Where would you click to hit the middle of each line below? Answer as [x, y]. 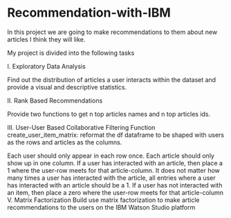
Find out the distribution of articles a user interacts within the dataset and [112, 79]
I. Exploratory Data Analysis [47, 66]
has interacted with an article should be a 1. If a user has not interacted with [115, 185]
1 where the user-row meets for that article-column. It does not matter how [113, 170]
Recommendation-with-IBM [89, 13]
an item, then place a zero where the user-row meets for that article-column [115, 192]
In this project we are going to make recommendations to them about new [112, 32]
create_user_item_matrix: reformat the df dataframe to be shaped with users [116, 135]
